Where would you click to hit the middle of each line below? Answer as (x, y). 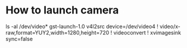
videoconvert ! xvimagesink (147, 32)
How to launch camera (62, 10)
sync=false (19, 39)
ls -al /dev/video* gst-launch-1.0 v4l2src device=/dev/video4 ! (82, 26)
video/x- (170, 26)
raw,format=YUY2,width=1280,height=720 (57, 32)
